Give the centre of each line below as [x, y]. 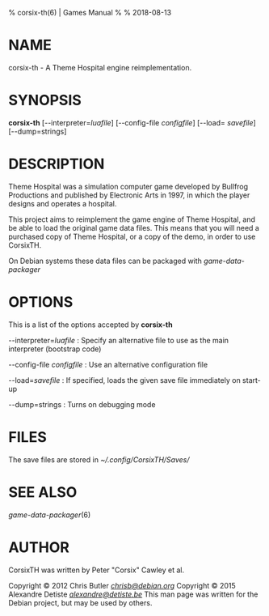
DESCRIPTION [57, 164]
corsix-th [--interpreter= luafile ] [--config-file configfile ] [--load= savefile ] [132, 122]
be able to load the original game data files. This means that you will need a [134, 227]
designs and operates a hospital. [63, 203]
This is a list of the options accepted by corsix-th [90, 325]
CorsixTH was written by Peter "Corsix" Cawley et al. [96, 570]
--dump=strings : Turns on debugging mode [82, 404]
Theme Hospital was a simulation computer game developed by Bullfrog [128, 186]
